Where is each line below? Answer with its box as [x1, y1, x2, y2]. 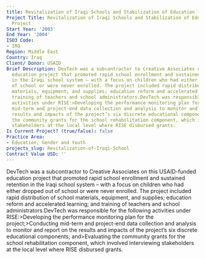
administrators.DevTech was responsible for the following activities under [6, 206, 191, 214]
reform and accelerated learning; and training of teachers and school [6, 200, 180, 208]
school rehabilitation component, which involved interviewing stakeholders [6, 239, 194, 246]
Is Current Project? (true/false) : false [6, 128, 113, 134]
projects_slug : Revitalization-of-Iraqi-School [6, 145, 130, 151]
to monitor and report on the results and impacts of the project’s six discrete [6, 226, 198, 233]
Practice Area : [6, 134, 45, 140]
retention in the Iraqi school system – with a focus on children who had [6, 181, 184, 188]
